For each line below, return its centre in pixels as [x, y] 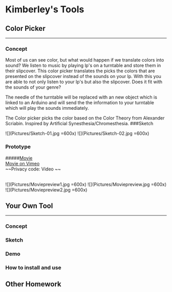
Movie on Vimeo [23, 163]
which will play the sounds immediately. [47, 108]
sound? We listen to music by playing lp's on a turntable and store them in [83, 66]
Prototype [18, 147]
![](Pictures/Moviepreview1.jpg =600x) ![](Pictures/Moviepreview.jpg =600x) [86, 184]
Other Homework [33, 284]
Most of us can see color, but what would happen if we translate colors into [85, 60]
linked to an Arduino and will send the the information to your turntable [80, 103]
